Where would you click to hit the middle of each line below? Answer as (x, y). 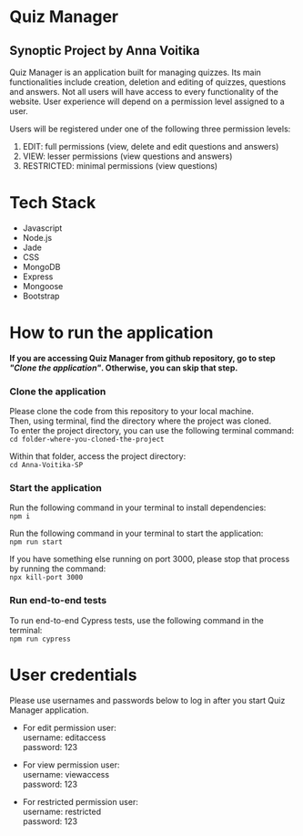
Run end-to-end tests (58, 601)
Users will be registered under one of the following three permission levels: (150, 129)
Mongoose (43, 286)
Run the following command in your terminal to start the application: (136, 533)
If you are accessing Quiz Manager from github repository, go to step (142, 358)
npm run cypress (40, 639)
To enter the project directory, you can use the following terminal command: (152, 431)
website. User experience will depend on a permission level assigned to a (147, 101)
